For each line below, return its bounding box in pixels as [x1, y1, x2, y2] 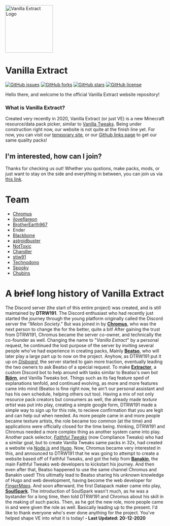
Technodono [12, 259, 40, 265]
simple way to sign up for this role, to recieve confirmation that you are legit [5, 407, 163, 413]
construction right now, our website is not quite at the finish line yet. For [5, 126, 155, 133]
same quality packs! [5, 137, 47, 143]
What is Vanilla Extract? [5, 104, 65, 111]
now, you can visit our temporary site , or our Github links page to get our [5, 132, 157, 138]
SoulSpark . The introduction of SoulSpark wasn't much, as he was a [5, 488, 149, 494]
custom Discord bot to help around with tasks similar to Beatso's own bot [5, 369, 158, 375]
